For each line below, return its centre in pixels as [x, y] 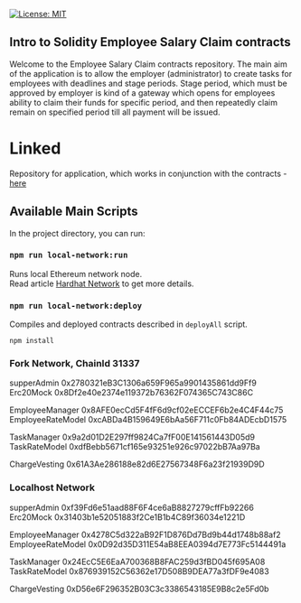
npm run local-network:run [69, 255]
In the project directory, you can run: [77, 233]
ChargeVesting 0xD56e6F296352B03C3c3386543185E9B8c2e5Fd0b [139, 589]
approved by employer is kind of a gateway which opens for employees [142, 93]
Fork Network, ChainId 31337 [75, 364]
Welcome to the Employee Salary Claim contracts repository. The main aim [148, 64]
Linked [35, 148]
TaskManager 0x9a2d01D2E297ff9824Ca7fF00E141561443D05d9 [132, 437]
